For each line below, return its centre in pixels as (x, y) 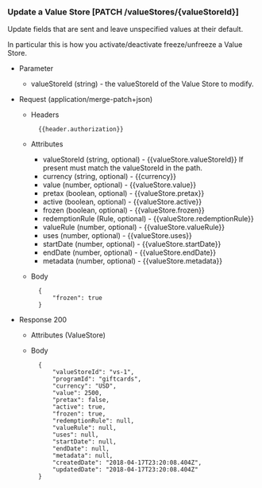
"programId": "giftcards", (97, 379)
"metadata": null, (83, 456)
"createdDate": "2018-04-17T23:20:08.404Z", (127, 463)
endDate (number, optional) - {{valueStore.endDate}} (129, 252)
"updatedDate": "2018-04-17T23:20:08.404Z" (125, 470)
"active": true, (79, 407)
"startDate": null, (84, 442)
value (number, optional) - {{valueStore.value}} (119, 185)
